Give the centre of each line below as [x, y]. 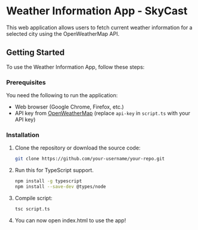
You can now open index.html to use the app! [70, 220]
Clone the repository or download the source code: [78, 148]
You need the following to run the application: [62, 95]
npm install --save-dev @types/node [60, 187]
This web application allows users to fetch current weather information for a [99, 27]
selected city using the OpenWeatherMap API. [63, 33]
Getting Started [35, 53]
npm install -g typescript [48, 181]
